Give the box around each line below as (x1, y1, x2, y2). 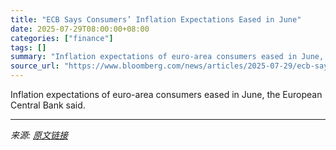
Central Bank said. (10, 99, 86, 111)
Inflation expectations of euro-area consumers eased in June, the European (10, 89, 323, 100)
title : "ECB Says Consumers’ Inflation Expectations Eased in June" (10, 14, 302, 25)
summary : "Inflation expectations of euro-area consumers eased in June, (10, 52, 325, 62)
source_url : (10, 61, 60, 71)
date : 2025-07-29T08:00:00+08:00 (10, 24, 150, 34)
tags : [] (10, 42, 47, 53)
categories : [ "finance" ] (10, 33, 114, 43)
